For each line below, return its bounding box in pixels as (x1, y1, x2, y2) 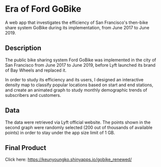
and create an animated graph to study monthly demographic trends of (5, 87, 147, 93)
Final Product (5, 144, 46, 152)
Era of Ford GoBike (5, 3, 82, 15)
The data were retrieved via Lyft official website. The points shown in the (5, 119, 151, 125)
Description (5, 44, 41, 52)
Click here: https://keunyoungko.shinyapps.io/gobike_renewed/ (5, 157, 132, 163)
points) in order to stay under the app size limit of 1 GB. (5, 130, 115, 135)
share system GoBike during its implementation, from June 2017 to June (5, 24, 150, 30)
